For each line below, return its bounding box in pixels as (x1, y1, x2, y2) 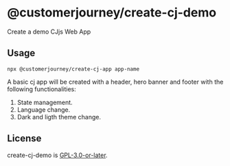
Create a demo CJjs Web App (7, 27, 91, 36)
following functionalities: (7, 84, 77, 93)
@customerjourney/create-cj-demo (7, 5, 217, 21)
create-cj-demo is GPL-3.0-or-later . (7, 151, 108, 159)
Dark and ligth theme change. (16, 112, 102, 121)
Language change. (16, 105, 71, 114)
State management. (16, 98, 73, 106)
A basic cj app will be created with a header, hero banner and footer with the (7, 78, 224, 86)
